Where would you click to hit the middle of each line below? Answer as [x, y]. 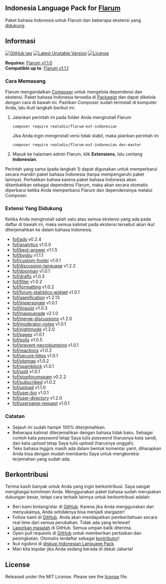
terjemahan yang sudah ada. [41, 459]
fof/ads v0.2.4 [27, 239]
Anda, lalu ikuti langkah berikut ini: [40, 108]
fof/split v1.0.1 [26, 372]
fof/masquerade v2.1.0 [35, 314]
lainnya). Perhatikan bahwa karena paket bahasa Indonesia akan [71, 179]
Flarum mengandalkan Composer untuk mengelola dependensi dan [74, 92]
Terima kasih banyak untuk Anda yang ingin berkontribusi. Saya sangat [78, 486]
